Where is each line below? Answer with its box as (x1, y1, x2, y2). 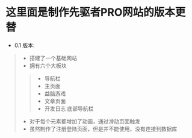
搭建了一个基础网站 (29, 54, 78, 61)
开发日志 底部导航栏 (44, 105, 94, 112)
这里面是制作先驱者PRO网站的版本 (5, 5, 176, 19)
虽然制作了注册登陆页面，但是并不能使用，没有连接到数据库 (29, 125, 178, 133)
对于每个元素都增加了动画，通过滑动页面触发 (29, 118, 141, 125)
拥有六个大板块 (29, 61, 67, 69)
